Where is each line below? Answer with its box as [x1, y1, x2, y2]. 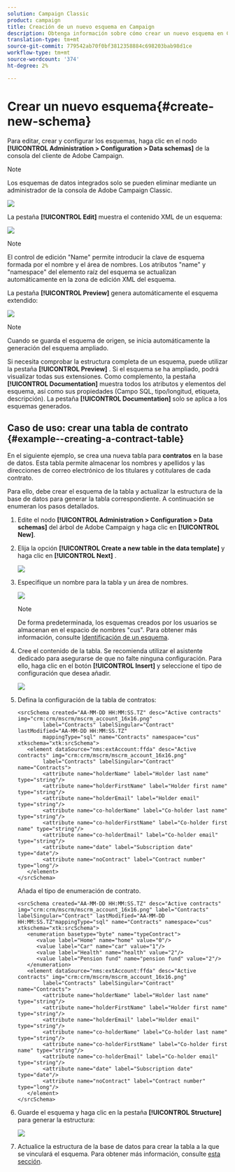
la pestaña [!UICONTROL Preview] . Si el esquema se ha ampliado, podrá [7, 364, 219, 373]
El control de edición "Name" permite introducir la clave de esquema [7, 252, 205, 261]
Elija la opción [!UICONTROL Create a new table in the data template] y [17, 544, 225, 552]
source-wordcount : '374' [7, 56, 80, 63]
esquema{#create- [101, 99, 215, 114]
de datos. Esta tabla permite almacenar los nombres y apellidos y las [7, 459, 205, 467]
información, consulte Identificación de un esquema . [17, 634, 169, 642]
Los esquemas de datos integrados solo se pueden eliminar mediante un [7, 178, 217, 187]
